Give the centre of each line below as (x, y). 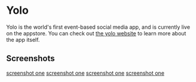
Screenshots (31, 58)
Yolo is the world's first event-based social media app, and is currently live (98, 27)
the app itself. (23, 40)
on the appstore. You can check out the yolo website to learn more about (96, 33)
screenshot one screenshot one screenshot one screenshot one (85, 73)
